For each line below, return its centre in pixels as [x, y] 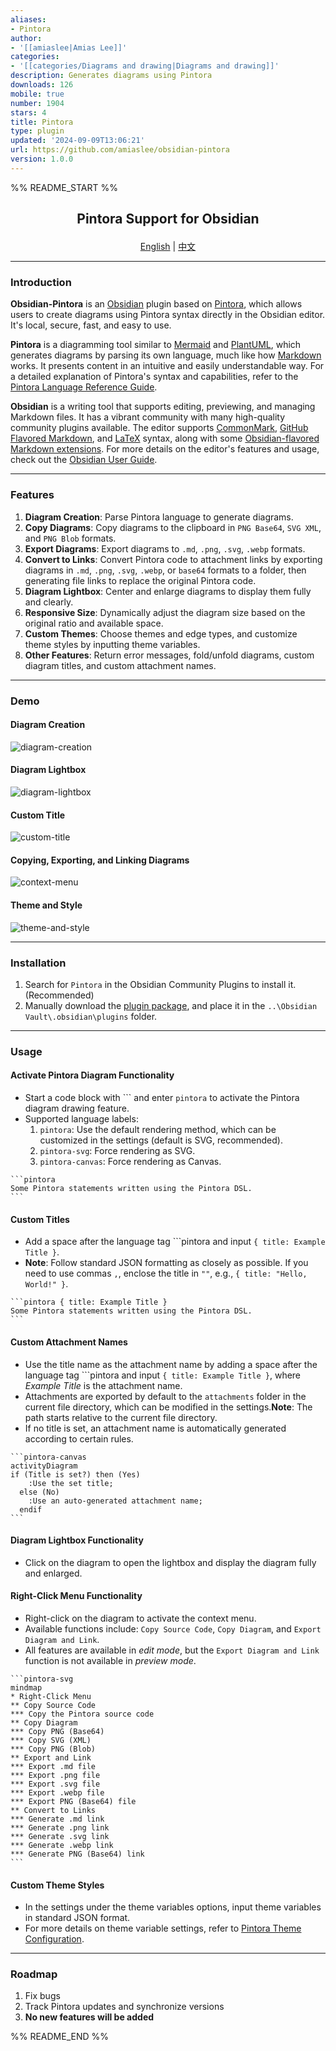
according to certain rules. [79, 1438]
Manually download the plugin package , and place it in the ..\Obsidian [171, 1005]
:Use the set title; [71, 1483]
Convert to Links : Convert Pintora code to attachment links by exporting [173, 559]
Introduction [41, 283]
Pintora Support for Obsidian [168, 219]
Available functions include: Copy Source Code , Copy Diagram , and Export [173, 1628]
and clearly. [49, 602]
